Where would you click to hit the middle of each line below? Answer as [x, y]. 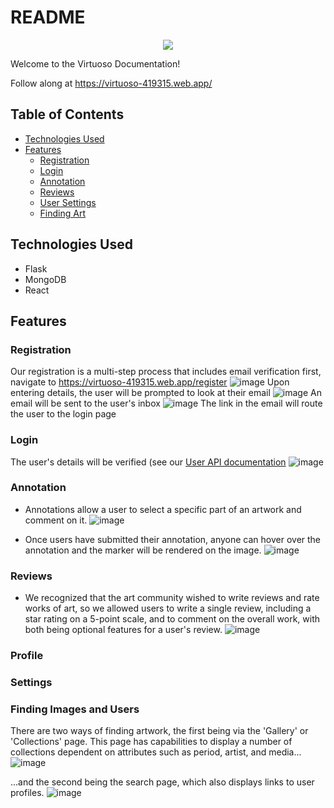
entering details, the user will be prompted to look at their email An [166, 393]
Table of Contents [67, 114]
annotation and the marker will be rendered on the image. [143, 550]
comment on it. [56, 520]
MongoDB [45, 279]
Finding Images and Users [75, 709]
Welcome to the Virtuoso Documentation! [95, 63]
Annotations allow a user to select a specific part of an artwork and [163, 509]
